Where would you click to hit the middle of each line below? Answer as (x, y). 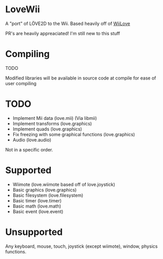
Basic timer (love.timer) (37, 200)
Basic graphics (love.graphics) (45, 190)
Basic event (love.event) (38, 211)
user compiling (21, 83)
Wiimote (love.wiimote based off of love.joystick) (64, 184)
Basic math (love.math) (37, 206)
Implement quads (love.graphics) (47, 129)
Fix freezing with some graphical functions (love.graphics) (74, 134)
